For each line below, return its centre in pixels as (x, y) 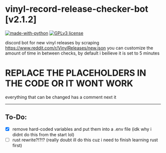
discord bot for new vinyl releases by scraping (52, 42)
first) (17, 145)
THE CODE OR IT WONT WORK (69, 83)
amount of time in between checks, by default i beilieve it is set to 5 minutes (82, 53)
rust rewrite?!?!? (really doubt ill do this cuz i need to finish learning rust (85, 140)
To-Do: (16, 117)
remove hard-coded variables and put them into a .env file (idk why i (82, 129)
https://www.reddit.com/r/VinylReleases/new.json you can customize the (79, 48)
